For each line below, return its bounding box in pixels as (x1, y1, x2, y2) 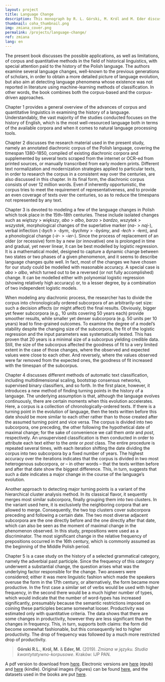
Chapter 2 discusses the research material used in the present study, (5, 140, 145, 146)
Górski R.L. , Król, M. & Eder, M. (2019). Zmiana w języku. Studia (17, 646, 148, 652)
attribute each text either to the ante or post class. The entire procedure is (5, 440, 155, 445)
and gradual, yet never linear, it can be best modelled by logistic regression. (5, 243, 159, 249)
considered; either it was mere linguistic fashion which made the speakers (5, 574, 156, 580)
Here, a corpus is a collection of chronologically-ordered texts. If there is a (5, 403, 156, 409)
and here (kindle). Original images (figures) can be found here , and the (5, 666, 148, 672)
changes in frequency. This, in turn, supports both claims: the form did (5, 621, 148, 627)
